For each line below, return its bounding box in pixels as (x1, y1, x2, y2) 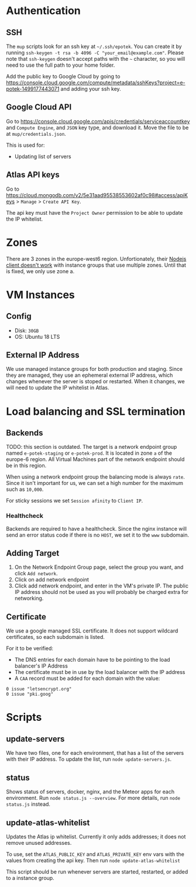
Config (6, 311, 32, 321)
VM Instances (6, 288, 75, 301)
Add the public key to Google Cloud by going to (6, 73, 121, 80)
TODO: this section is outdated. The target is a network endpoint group (6, 443, 177, 451)
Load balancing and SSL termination (6, 405, 185, 418)
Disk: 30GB (14, 326, 39, 334)
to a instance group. (6, 874, 54, 881)
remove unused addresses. (6, 839, 72, 846)
